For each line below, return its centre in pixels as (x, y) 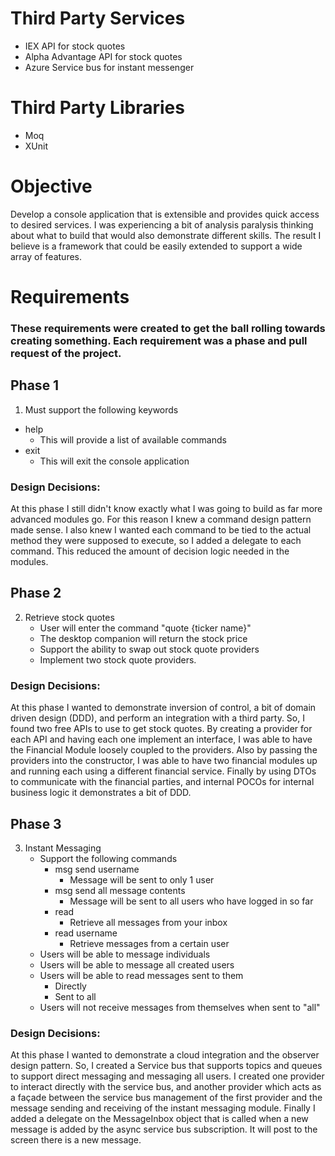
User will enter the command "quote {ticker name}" (145, 628)
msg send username (97, 869)
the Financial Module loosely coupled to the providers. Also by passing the (164, 750)
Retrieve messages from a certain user (149, 943)
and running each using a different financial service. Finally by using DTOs (163, 771)
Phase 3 (36, 823)
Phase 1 (35, 385)
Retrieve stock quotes (69, 617)
